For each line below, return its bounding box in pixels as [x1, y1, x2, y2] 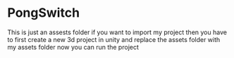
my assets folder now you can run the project [7, 43, 140, 51]
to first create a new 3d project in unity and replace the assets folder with [7, 35, 221, 43]
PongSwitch [7, 5, 80, 21]
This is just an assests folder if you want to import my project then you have [7, 28, 228, 36]
